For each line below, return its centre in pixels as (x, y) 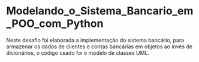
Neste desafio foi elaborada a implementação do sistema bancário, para (95, 40)
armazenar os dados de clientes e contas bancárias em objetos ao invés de (99, 46)
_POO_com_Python (55, 24)
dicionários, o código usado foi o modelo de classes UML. (78, 52)
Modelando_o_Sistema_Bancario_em (100, 11)
